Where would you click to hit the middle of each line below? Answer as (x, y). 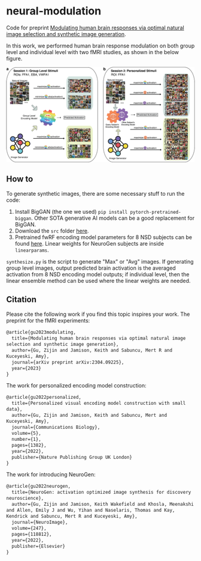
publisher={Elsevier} (39, 546)
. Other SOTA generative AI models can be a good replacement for (113, 218)
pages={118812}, (32, 534)
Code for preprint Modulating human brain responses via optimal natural (95, 28)
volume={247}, (29, 528)
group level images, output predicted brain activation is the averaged (91, 268)
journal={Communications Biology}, (56, 427)
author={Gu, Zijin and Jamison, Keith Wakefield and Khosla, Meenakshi (103, 504)
